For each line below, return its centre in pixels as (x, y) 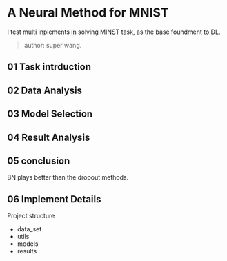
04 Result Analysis (49, 137)
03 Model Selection (50, 114)
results (27, 251)
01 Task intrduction (49, 67)
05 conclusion (39, 161)
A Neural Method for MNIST (88, 13)
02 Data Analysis (45, 90)
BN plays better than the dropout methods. (68, 177)
